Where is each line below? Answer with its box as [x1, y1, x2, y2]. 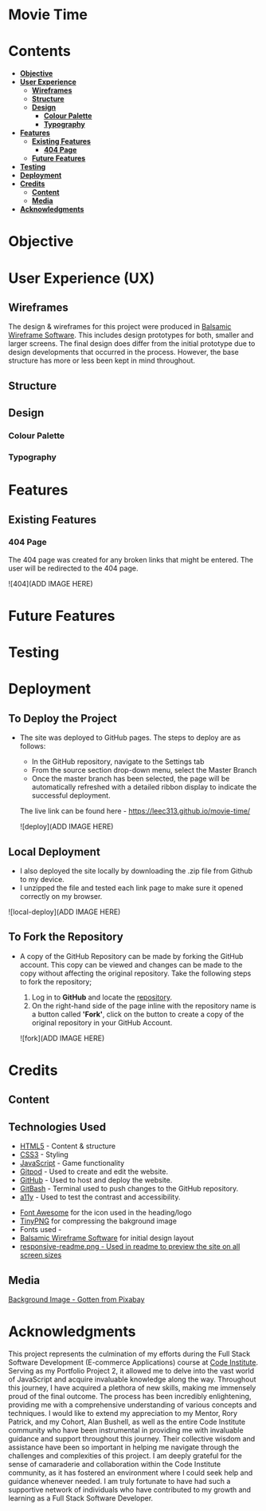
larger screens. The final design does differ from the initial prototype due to [8, 339, 256, 348]
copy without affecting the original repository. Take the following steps [19, 968, 252, 978]
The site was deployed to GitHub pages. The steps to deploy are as [19, 733, 241, 742]
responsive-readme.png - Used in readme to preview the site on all [19, 1242, 241, 1251]
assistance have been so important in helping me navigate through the [8, 1442, 240, 1452]
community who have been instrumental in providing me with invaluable [8, 1425, 244, 1435]
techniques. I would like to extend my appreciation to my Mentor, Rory [8, 1408, 237, 1418]
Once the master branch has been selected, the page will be [31, 773, 230, 784]
